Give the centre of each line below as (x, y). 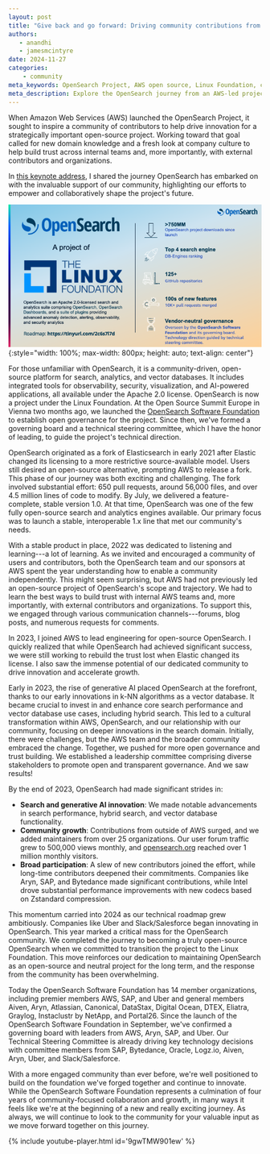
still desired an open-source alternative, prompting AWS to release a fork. (130, 470)
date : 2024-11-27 (37, 60)
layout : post (30, 17)
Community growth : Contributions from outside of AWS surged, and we (139, 830)
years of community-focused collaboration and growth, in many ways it (127, 1100)
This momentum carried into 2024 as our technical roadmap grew (117, 914)
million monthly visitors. (59, 856)
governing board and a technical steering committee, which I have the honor (135, 428)
